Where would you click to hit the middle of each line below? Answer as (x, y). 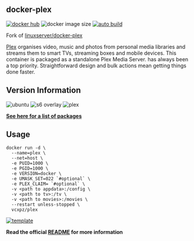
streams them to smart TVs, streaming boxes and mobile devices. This (91, 53)
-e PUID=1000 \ (30, 164)
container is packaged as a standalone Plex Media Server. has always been (97, 59)
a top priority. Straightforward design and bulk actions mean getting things (96, 65)
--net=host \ (27, 159)
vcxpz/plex (25, 210)
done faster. (21, 72)
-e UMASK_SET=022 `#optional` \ (51, 179)
